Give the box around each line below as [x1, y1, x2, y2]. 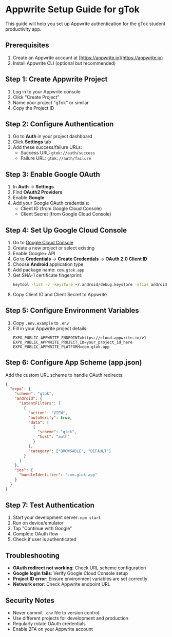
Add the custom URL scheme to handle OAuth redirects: [5, 372, 124, 378]
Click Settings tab [12, 139, 51, 145]
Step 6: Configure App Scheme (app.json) [5, 358, 142, 367]
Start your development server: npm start [12, 514, 101, 520]
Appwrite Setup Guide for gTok [5, 4, 140, 15]
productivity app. [5, 26, 42, 32]
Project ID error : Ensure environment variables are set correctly [12, 576, 148, 582]
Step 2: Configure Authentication [5, 120, 114, 128]
